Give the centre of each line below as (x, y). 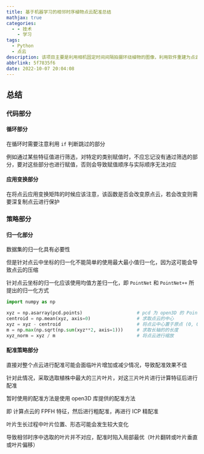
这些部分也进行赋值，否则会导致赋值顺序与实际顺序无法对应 (102, 164)
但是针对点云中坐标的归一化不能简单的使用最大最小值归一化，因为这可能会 (99, 262)
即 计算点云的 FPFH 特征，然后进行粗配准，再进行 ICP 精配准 (83, 411)
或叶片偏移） (22, 444)
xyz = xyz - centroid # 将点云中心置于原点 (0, (100, 324)
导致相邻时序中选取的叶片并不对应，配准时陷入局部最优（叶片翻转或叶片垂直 (102, 437)
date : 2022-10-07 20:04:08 (40, 68)
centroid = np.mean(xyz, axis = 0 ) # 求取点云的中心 (90, 318)
